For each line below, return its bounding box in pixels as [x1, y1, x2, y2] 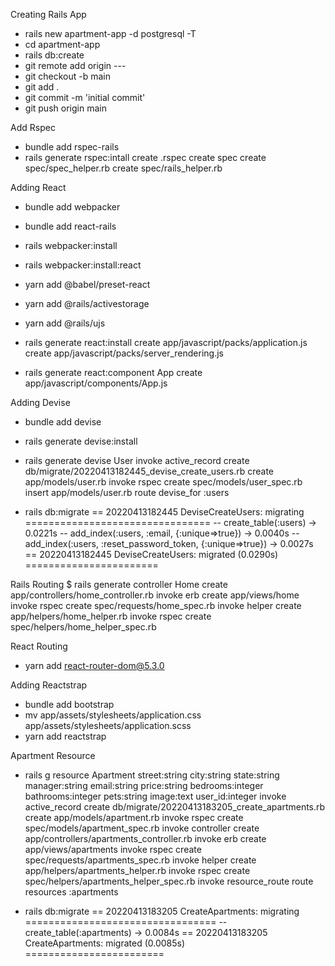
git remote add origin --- [24, 60, 127, 71]
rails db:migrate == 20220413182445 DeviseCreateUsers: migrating [24, 506, 305, 518]
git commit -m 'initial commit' [24, 92, 146, 103]
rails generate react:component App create [24, 367, 203, 378]
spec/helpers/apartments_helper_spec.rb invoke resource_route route [24, 875, 314, 887]
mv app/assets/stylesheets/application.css [24, 709, 202, 721]
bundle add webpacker [24, 201, 121, 213]
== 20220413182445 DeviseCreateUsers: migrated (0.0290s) [24, 549, 279, 560]
